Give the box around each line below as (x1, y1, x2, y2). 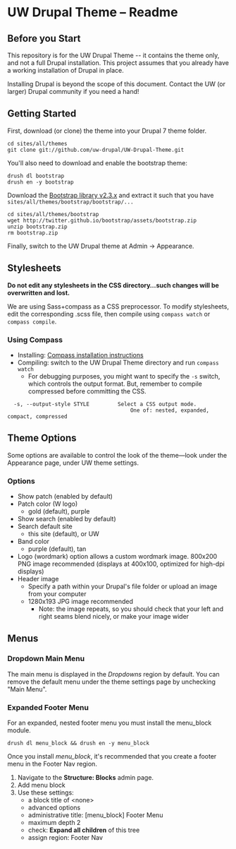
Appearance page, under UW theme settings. (7, 458, 139, 467)
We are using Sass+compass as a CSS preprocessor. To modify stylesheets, (7, 302, 229, 311)
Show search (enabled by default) (17, 515, 116, 523)
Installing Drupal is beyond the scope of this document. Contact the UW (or (7, 80, 226, 88)
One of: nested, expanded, (130, 407, 210, 414)
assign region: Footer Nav (27, 833, 104, 842)
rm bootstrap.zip (7, 229, 58, 237)
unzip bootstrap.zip (7, 223, 68, 230)
